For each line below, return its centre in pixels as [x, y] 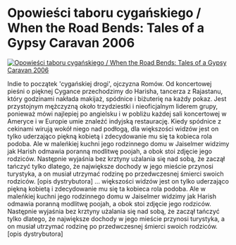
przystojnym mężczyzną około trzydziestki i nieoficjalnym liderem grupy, [113, 106]
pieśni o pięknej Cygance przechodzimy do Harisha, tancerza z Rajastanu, [115, 91]
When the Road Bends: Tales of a [106, 28]
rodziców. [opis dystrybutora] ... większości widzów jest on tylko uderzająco [118, 181]
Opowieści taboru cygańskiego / [104, 13]
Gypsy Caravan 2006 [71, 43]
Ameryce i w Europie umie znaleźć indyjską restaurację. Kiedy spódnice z [114, 121]
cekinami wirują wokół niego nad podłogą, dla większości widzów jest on [113, 129]
